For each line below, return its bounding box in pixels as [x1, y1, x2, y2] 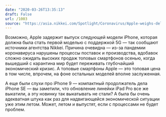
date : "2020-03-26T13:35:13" [5, 7, 65, 12]
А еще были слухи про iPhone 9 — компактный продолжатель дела [5, 81, 148, 87]
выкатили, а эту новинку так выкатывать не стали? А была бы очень [5, 91, 150, 97]
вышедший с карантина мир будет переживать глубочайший [5, 60, 134, 66]
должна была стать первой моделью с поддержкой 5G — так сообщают [5, 40, 159, 46]
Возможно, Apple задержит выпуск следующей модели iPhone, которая [5, 34, 158, 40]
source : [5, 21, 21, 26]
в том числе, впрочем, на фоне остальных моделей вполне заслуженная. [5, 71, 161, 77]
